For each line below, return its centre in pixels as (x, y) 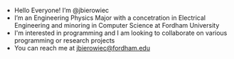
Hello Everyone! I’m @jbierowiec (62, 10)
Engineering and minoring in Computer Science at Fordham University (117, 25)
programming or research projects (64, 41)
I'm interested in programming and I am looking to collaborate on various (121, 33)
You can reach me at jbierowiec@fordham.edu (82, 48)
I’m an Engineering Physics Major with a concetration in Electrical (110, 18)
